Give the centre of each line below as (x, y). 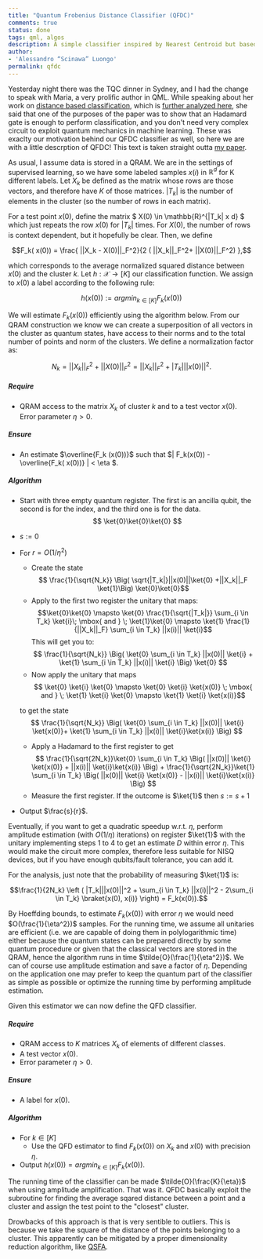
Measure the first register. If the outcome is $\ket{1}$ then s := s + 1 (141, 796)
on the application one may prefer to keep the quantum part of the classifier (130, 974)
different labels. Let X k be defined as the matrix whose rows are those (121, 182)
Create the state (57, 568)
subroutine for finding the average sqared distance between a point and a (127, 1199)
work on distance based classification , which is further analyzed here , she (128, 105)
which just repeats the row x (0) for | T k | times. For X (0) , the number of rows (129, 226)
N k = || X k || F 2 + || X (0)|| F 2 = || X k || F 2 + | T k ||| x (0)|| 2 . (131, 367)
